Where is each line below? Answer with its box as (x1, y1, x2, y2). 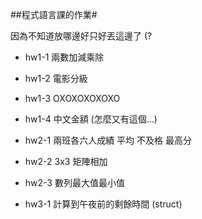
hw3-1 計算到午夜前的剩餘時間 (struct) (24, 198, 183, 210)
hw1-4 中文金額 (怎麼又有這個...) (24, 113, 158, 125)
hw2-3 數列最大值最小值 (24, 177, 125, 188)
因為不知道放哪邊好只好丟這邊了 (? (10, 30, 153, 42)
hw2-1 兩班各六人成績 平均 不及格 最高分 (24, 134, 192, 146)
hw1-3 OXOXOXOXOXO (24, 93, 121, 104)
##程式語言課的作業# (10, 9, 98, 20)
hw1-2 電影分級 (24, 73, 88, 84)
